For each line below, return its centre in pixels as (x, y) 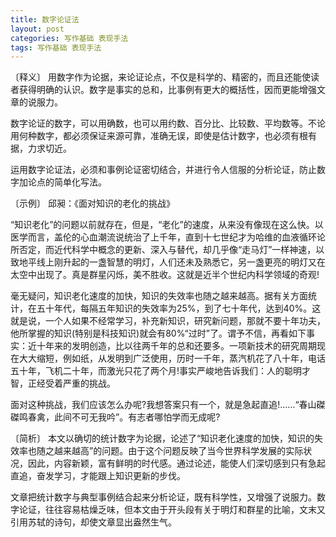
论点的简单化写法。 (67, 182)
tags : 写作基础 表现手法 (56, 47)
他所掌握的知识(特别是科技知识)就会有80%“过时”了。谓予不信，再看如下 (158, 333)
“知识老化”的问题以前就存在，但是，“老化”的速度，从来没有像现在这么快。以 (167, 225)
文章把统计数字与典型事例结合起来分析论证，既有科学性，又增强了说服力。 (163, 497)
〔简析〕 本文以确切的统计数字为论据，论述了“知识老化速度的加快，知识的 (162, 438)
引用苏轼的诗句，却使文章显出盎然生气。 (93, 522)
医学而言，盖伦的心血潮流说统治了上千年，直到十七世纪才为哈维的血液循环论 (168, 237)
